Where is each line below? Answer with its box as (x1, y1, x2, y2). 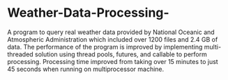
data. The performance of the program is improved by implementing (7, 42, 203, 51)
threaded (7, 50, 33, 58)
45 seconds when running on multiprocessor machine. (7, 65, 165, 73)
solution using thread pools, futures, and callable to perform (34, 50, 208, 58)
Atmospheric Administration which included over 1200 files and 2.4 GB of (7, 35, 218, 43)
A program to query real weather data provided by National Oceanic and (7, 28, 215, 36)
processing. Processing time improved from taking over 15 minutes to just (7, 57, 218, 65)
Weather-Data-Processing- (7, 5, 169, 21)
